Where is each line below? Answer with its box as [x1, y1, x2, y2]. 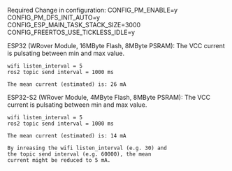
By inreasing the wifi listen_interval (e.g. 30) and [7, 144, 168, 151]
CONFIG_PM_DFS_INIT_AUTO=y [7, 13, 100, 22]
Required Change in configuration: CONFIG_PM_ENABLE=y [7, 6, 178, 14]
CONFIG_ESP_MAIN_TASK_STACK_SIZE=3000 [7, 21, 141, 29]
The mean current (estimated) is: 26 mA [7, 81, 127, 88]
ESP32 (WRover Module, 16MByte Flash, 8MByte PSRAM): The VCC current [7, 42, 225, 50]
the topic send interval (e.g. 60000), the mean [7, 151, 152, 158]
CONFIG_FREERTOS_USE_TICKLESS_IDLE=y [7, 28, 135, 36]
